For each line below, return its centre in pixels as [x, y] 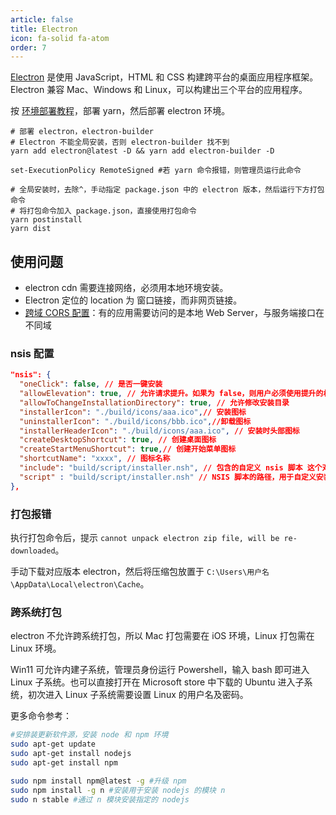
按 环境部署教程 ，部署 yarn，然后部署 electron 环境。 [120, 111]
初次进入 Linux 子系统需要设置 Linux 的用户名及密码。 [138, 695]
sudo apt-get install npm [64, 762]
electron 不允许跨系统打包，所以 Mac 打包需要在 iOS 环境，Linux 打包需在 [162, 636]
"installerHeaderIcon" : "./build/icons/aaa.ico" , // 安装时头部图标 [159, 431]
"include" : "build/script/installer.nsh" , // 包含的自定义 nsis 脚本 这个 [171, 468]
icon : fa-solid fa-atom [60, 38]
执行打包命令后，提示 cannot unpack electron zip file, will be [145, 538]
